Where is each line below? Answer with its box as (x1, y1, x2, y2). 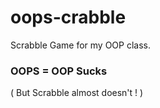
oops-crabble (10, 6, 127, 29)
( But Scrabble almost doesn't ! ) (10, 87, 144, 99)
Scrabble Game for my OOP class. (10, 39, 152, 51)
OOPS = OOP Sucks (10, 64, 108, 78)
